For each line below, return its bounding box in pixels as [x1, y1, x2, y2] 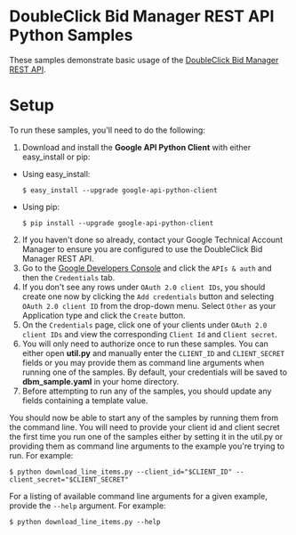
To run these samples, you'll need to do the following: [9, 125, 206, 135]
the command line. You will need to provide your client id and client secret [9, 421, 280, 433]
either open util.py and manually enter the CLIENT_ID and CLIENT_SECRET [21, 347, 285, 358]
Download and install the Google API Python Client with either [21, 142, 252, 152]
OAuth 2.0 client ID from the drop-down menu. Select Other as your [21, 300, 276, 311]
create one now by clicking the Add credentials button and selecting [21, 291, 275, 302]
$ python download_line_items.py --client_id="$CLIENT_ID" [9, 467, 233, 476]
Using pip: [21, 201, 60, 212]
